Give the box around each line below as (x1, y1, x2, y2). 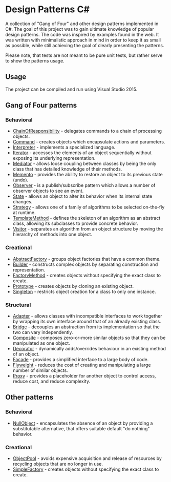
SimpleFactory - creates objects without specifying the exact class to (12, 466, 159, 472)
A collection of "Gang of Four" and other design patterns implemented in (5, 20, 159, 27)
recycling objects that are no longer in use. (12, 461, 103, 467)
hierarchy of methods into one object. (12, 232, 93, 238)
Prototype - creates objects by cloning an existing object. (12, 283, 134, 289)
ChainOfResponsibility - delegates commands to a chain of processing (12, 128, 162, 134)
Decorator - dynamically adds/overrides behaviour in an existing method (12, 346, 166, 352)
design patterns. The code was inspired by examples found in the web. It (5, 31, 159, 37)
